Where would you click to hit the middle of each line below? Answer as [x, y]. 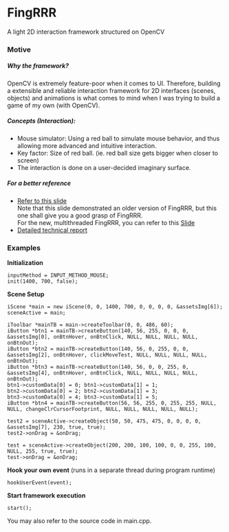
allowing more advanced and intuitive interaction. [87, 145]
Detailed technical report [52, 230]
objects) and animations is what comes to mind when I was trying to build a [114, 98]
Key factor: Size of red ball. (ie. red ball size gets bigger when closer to [118, 153]
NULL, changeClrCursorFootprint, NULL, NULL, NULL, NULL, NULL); [102, 409]
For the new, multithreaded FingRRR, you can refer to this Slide [106, 222]
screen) [28, 160]
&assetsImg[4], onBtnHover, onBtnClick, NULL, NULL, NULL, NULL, [102, 373]
